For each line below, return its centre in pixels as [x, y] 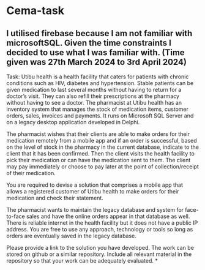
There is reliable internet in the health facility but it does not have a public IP [102, 223]
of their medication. [31, 173]
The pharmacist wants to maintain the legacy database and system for [95, 210]
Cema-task [35, 11]
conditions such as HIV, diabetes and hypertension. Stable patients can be [100, 83]
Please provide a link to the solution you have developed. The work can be [100, 248]
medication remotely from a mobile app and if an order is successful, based [102, 141]
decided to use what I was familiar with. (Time [95, 52]
